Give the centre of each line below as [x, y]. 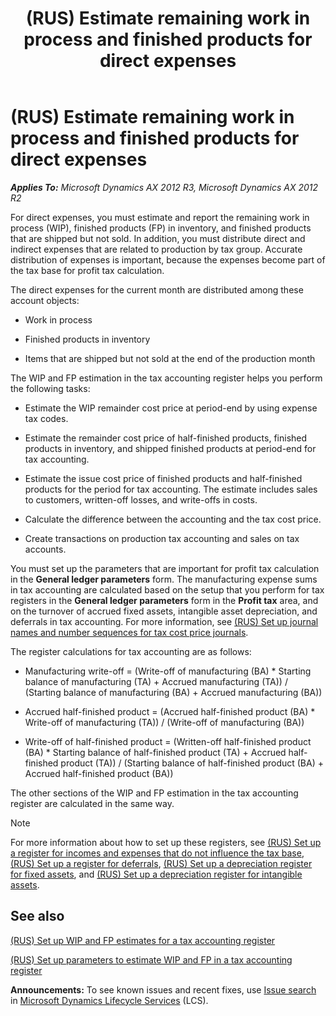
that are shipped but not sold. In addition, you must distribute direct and [158, 238]
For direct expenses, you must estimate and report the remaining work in [160, 217]
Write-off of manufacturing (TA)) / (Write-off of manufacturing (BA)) [164, 722]
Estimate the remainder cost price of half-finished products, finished [166, 438]
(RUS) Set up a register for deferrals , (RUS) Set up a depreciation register [161, 863]
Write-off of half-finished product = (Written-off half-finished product [168, 741]
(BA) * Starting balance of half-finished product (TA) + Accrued [155, 752]
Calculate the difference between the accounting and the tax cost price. [173, 519]
